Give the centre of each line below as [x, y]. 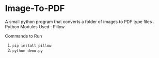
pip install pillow [32, 46]
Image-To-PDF [35, 8]
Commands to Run [24, 36]
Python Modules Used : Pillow [35, 26]
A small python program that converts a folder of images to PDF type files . [80, 22]
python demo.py [27, 51]
